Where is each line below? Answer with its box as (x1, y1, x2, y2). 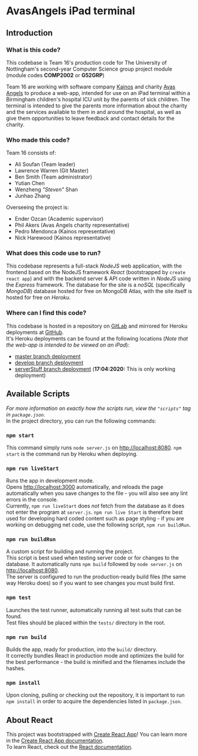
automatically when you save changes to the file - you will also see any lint (6, 490, 188, 497)
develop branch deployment (14, 359, 84, 366)
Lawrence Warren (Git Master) (14, 167, 89, 174)
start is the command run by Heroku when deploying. (6, 450, 138, 458)
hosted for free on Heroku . (6, 294, 71, 301)
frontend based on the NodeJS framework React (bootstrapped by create (6, 269, 186, 276)
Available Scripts (6, 389, 70, 399)
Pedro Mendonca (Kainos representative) (14, 228, 115, 235)
